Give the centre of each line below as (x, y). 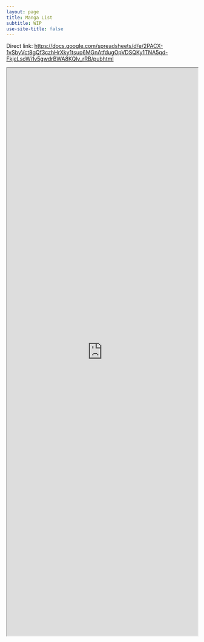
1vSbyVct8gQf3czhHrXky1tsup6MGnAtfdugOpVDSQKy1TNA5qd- (87, 53)
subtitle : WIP (24, 23)
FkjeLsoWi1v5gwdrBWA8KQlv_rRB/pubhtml (60, 59)
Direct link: (20, 46)
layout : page (23, 12)
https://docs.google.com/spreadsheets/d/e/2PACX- (99, 46)
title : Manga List (29, 18)
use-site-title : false (35, 29)
